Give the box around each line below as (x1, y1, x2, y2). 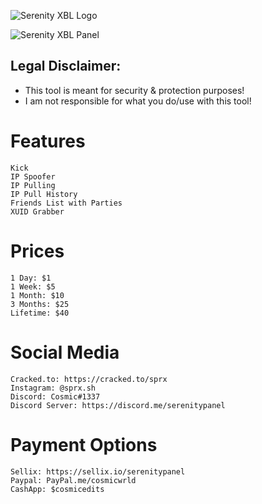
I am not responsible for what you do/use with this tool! (24, 95, 252, 107)
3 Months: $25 (10, 299, 70, 309)
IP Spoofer (10, 171, 56, 182)
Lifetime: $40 (10, 308, 70, 318)
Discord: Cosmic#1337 (10, 391, 101, 402)
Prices (10, 240, 65, 262)
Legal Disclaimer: (10, 58, 122, 75)
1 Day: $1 (10, 273, 52, 283)
